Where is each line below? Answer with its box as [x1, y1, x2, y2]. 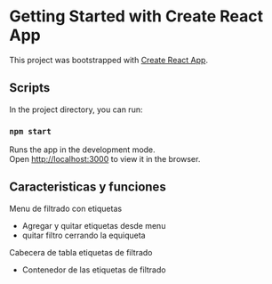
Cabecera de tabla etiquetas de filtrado [9, 247, 153, 257]
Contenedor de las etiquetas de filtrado [21, 264, 166, 275]
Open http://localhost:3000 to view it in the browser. [9, 154, 201, 165]
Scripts [9, 80, 51, 95]
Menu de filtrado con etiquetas [9, 203, 123, 214]
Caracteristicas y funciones [9, 180, 166, 195]
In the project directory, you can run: [9, 104, 143, 115]
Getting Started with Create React [9, 6, 264, 27]
